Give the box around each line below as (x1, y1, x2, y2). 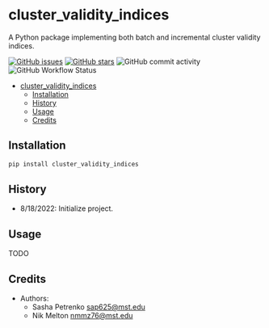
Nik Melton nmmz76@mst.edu (32, 311, 133, 321)
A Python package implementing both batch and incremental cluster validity (8, 32, 261, 42)
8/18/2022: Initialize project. (19, 204, 114, 213)
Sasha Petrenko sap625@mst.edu (32, 302, 145, 312)
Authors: (19, 293, 49, 304)
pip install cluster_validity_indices (8, 160, 139, 168)
